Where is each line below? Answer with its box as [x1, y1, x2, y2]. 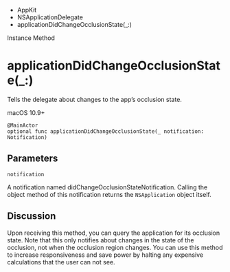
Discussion [7, 210, 56, 222]
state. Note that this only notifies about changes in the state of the [7, 236, 194, 244]
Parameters [7, 153, 58, 165]
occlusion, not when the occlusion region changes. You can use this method [7, 243, 223, 251]
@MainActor [7, 122, 38, 129]
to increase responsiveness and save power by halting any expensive [7, 251, 204, 259]
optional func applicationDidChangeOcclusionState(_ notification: [7, 127, 205, 135]
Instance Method [7, 34, 55, 42]
